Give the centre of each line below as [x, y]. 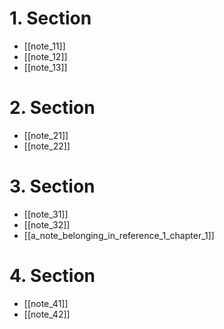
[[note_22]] [47, 146]
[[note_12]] [45, 56]
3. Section [52, 186]
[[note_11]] [44, 46]
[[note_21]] [46, 135]
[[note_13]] [45, 67]
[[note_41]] [46, 303]
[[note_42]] [47, 314]
